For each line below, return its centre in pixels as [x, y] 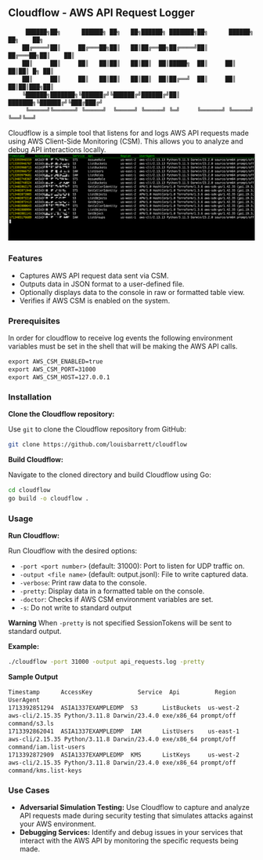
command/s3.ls [31, 724]
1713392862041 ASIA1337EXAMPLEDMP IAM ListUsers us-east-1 [124, 732]
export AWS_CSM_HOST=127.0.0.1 [59, 377]
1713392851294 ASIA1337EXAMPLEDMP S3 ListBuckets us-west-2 [124, 708]
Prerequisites [34, 321]
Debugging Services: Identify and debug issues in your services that [131, 833]
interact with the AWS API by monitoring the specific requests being [129, 841]
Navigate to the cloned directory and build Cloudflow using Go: [110, 475]
